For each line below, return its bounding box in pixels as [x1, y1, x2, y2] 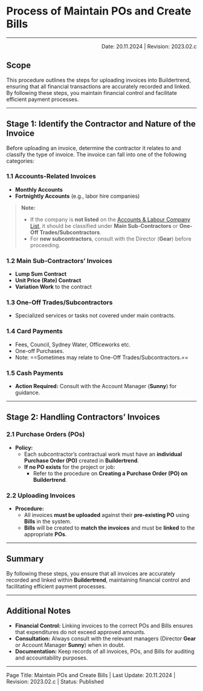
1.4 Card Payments [6, 327, 63, 336]
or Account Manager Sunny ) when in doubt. [14, 641, 125, 648]
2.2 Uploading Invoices [6, 491, 76, 499]
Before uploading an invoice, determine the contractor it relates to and [6, 144, 181, 152]
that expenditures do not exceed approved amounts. [14, 628, 146, 635]
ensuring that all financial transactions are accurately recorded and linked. [6, 83, 192, 90]
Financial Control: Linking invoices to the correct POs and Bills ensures [14, 621, 193, 629]
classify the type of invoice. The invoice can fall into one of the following [6, 151, 187, 158]
